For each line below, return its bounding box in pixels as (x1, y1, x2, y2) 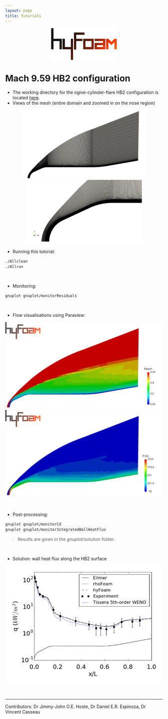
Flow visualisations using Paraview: (12, 312, 86, 318)
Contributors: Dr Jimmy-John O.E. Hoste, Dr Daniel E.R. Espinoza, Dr (5, 703, 146, 709)
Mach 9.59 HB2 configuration (5, 73, 131, 84)
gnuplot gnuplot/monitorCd (5, 521, 61, 526)
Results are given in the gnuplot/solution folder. (17, 536, 115, 542)
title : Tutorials (5, 13, 41, 19)
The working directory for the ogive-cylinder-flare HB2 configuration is (12, 89, 159, 95)
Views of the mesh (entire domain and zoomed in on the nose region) (12, 100, 155, 106)
